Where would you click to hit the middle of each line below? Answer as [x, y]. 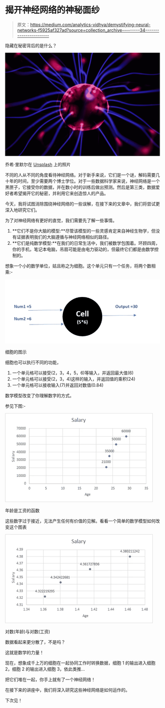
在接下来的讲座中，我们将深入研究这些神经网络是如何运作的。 [68, 690]
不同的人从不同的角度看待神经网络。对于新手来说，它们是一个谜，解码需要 [80, 175]
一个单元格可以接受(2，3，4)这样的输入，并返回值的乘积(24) [74, 379]
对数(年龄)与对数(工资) [28, 631]
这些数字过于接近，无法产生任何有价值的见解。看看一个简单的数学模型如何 [80, 521]
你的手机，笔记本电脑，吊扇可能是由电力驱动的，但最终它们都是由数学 [83, 249]
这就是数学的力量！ [25, 652]
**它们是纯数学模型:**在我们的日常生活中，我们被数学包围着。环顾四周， [86, 243]
